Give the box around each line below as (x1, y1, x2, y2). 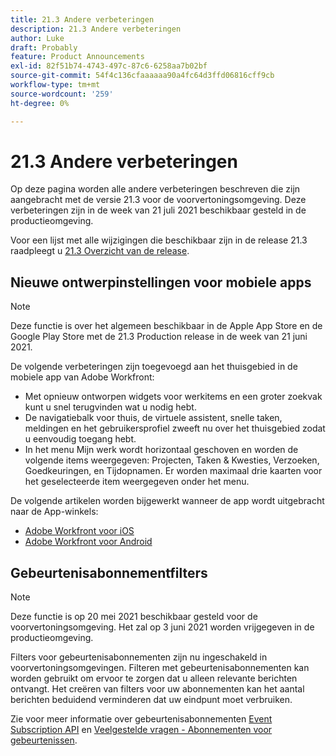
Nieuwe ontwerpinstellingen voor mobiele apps (10, 274, 312, 291)
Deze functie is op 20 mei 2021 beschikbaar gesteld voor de (10, 611, 258, 623)
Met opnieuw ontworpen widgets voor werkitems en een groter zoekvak (24, 391, 323, 403)
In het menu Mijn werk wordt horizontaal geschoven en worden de (24, 444, 299, 456)
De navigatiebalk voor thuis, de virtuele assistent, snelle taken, (24, 412, 283, 424)
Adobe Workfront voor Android (24, 536, 153, 548)
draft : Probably (10, 42, 78, 53)
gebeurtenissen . (10, 734, 78, 746)
